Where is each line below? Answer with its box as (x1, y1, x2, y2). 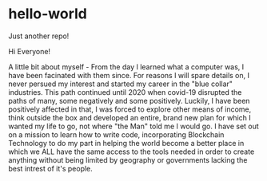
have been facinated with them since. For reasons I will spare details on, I (8, 70, 250, 80)
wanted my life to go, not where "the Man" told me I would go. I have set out (8, 121, 260, 131)
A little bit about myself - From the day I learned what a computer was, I (8, 61, 245, 72)
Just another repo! (8, 31, 70, 41)
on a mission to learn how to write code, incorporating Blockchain (8, 129, 225, 140)
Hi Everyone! (8, 46, 50, 56)
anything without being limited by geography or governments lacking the (8, 155, 248, 164)
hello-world (8, 5, 88, 23)
